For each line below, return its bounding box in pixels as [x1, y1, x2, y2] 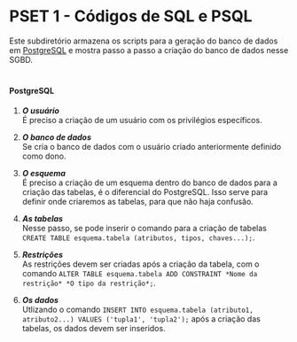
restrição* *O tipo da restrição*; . [21, 277, 157, 288]
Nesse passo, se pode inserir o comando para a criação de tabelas [21, 222, 268, 233]
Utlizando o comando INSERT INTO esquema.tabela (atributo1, [21, 304, 254, 315]
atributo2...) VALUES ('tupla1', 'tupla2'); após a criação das [21, 313, 262, 324]
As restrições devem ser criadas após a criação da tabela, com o [21, 259, 260, 269]
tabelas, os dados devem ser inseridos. [21, 323, 166, 333]
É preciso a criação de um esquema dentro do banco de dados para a [21, 177, 277, 188]
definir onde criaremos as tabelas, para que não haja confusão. [21, 196, 254, 206]
